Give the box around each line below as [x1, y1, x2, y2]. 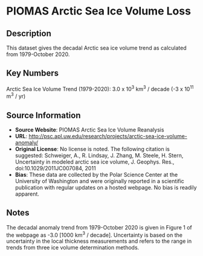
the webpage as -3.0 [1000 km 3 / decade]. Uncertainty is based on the [6, 230, 183, 238]
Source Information [6, 110, 81, 120]
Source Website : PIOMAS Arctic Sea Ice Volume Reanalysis [14, 126, 164, 133]
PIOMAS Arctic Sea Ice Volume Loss [6, 4, 192, 18]
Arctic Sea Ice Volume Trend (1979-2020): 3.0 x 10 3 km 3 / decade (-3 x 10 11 [6, 84, 194, 92]
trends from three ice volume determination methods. [6, 244, 140, 251]
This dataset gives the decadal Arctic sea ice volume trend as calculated [6, 44, 187, 51]
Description [6, 28, 51, 39]
